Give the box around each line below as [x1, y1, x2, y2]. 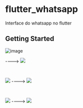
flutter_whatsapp [5, 3, 78, 15]
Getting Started [5, 34, 54, 43]
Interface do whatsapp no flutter [5, 20, 72, 26]
